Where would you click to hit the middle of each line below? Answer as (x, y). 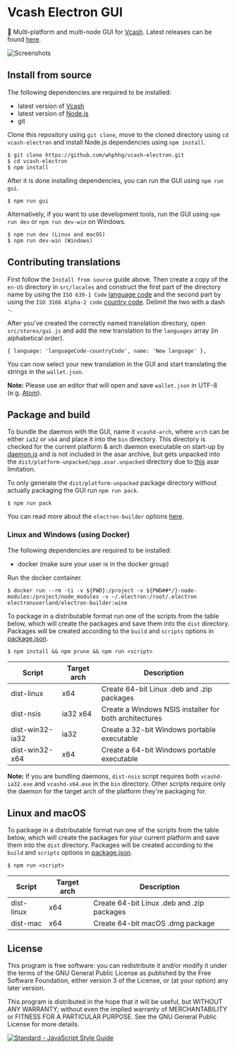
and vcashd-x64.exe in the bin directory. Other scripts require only (130, 784)
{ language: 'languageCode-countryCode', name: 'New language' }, (107, 351)
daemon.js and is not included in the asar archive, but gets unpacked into (114, 454)
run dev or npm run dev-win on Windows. (67, 221)
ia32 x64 (77, 714)
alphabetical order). (36, 338)
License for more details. (43, 1024)
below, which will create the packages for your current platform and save (114, 838)
